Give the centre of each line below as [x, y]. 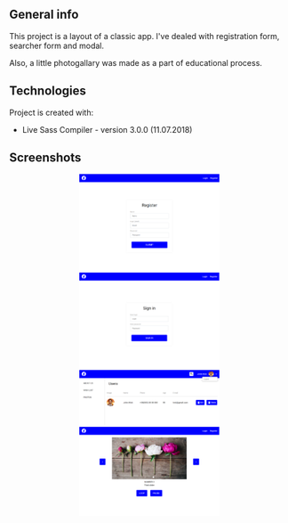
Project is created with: [52, 112]
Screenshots [45, 158]
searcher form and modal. [57, 45]
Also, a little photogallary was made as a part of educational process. [136, 62]
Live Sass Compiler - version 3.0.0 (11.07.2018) [107, 129]
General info [44, 15]
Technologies [48, 91]
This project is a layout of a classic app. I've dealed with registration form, [144, 36]
